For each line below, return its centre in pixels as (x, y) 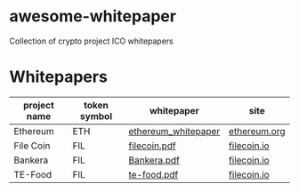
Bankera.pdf (154, 160)
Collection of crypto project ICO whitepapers (91, 41)
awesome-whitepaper (93, 16)
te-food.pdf (154, 174)
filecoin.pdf (152, 146)
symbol (96, 116)
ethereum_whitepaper (174, 131)
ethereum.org (257, 131)
